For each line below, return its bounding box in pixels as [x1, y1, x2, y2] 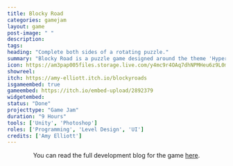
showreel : [7, 68, 36, 75]
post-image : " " [7, 29, 54, 37]
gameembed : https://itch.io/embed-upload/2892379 [7, 87, 154, 94]
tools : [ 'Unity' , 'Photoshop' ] [7, 119, 98, 127]
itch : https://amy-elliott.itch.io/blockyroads [7, 74, 148, 82]
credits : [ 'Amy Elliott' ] [7, 132, 82, 139]
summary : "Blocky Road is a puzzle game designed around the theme [7, 55, 207, 62]
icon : [7, 62, 23, 68]
